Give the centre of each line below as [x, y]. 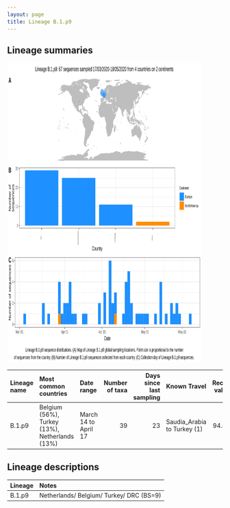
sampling [147, 397]
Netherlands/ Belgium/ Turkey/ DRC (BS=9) [101, 496]
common [52, 386]
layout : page [26, 14]
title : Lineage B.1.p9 [39, 22]
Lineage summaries [50, 50]
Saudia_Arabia [186, 422]
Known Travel [186, 386]
